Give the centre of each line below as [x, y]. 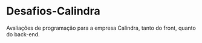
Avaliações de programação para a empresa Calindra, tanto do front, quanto [101, 28]
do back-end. [23, 34]
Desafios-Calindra [54, 11]
